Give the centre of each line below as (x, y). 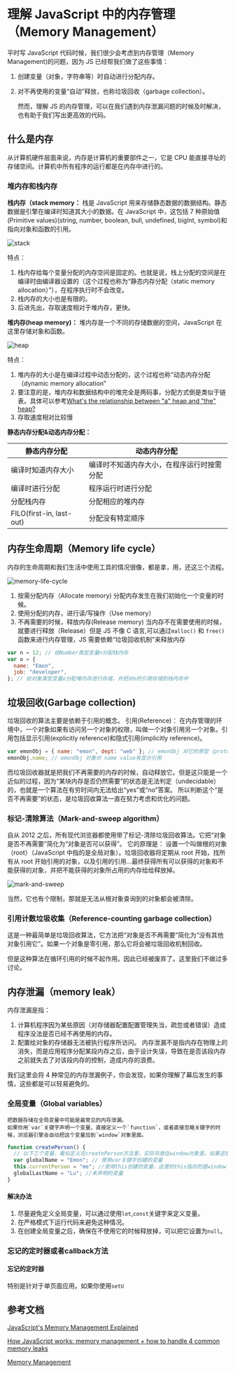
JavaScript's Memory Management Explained (73, 1327)
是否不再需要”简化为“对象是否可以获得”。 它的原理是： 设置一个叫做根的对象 (117, 844)
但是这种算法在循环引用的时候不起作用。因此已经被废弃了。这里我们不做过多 (117, 959)
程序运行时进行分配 (120, 488)
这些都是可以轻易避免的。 (56, 1084)
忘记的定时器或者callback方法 (58, 1251)
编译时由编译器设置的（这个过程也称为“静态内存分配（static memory (116, 281)
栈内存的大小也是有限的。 (54, 299)
